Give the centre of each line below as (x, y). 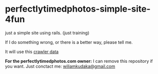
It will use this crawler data (32, 52)
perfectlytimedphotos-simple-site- (78, 9)
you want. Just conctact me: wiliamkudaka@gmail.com (60, 66)
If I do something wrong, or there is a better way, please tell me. (69, 42)
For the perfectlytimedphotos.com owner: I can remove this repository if (79, 61)
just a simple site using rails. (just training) (47, 33)
